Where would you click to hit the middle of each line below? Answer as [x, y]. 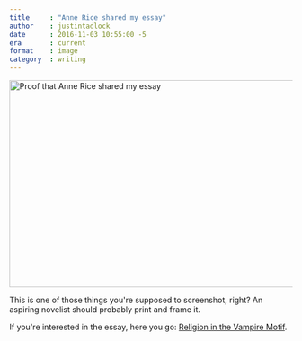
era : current [48, 43]
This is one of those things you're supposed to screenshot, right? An [136, 300]
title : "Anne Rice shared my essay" [88, 18]
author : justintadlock [60, 26]
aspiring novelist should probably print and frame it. [105, 310]
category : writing [48, 59]
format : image [44, 51]
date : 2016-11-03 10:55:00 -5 [78, 34]
